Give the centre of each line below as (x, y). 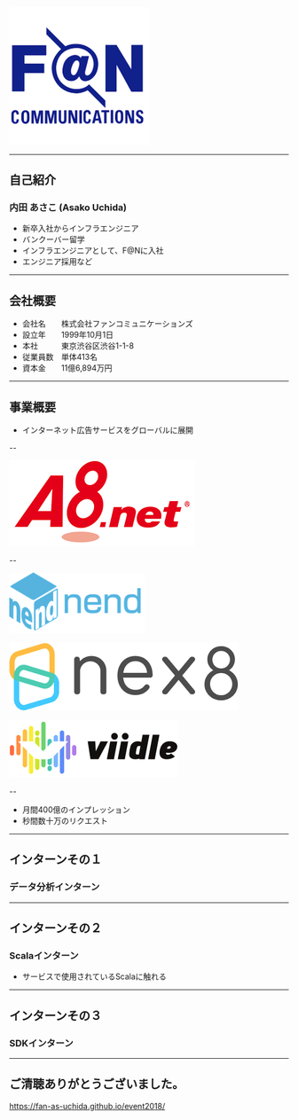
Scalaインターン (44, 955)
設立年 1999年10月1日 (67, 335)
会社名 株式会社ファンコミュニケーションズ (107, 324)
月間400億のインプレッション (76, 810)
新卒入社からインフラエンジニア (80, 229)
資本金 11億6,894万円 (67, 368)
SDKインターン (41, 1043)
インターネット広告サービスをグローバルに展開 (107, 430)
